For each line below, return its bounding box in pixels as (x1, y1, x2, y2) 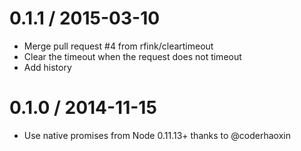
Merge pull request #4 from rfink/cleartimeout (23, 40, 214, 52)
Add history (23, 61, 72, 73)
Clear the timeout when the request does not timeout (23, 50, 242, 62)
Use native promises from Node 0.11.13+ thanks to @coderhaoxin (23, 129, 291, 141)
